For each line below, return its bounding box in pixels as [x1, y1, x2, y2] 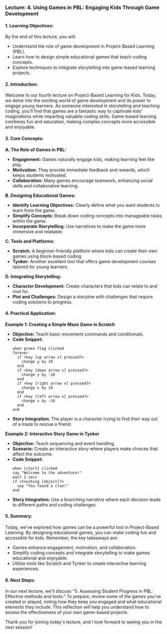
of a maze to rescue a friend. [12, 421, 72, 427]
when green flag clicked [12, 346, 64, 351]
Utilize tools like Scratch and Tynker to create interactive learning [12, 560, 147, 566]
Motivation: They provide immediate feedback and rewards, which [12, 166, 150, 173]
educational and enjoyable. [12, 555, 68, 561]
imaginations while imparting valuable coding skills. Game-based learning [5, 114, 157, 120]
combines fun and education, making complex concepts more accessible [5, 119, 156, 125]
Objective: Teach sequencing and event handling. [12, 440, 116, 446]
